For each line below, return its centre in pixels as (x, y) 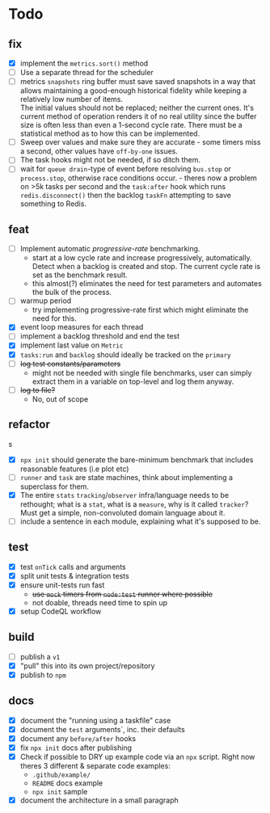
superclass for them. (54, 487)
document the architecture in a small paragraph (99, 800)
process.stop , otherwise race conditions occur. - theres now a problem (138, 178)
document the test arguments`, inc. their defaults (103, 729)
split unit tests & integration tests (74, 575)
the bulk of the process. (72, 293)
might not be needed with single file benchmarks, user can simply (142, 373)
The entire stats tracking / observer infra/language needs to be (124, 495)
